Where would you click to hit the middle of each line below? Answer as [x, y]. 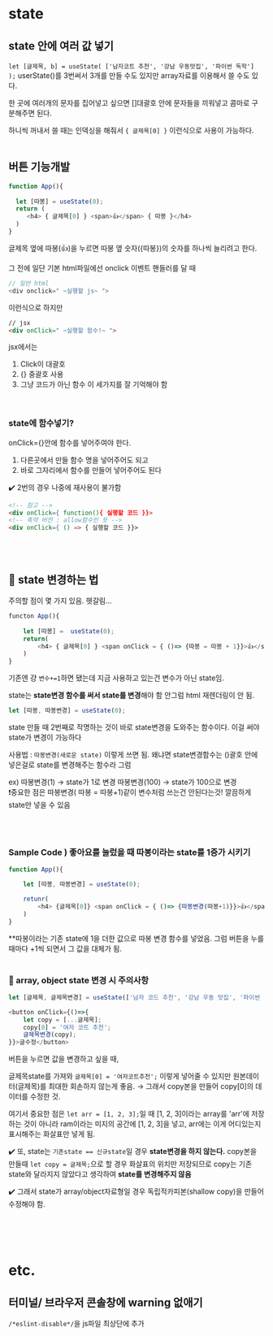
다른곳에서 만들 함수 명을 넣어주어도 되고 [84, 460]
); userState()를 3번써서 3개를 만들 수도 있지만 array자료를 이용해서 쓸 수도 [129, 76]
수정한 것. [45, 1096]
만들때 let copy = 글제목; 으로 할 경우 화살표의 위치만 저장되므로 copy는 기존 [130, 1164]
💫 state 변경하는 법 [54, 580]
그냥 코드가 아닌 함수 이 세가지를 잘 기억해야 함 [94, 384]
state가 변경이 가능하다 [45, 737]
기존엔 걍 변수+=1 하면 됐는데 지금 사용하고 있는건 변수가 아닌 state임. [117, 678]
